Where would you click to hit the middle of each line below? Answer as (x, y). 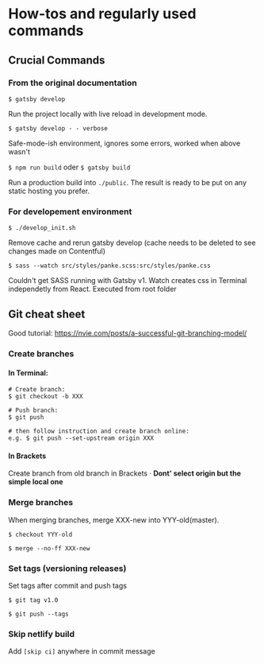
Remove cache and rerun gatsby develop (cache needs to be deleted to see (132, 243)
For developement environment (70, 212)
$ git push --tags (38, 614)
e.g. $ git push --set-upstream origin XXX (81, 438)
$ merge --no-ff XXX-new (49, 548)
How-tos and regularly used (102, 14)
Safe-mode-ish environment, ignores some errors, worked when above (124, 143)
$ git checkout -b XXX (46, 397)
